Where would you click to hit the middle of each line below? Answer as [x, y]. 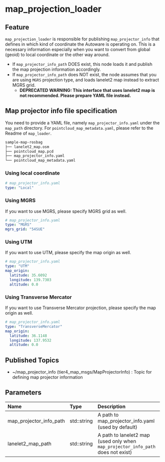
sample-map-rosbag [24, 142]
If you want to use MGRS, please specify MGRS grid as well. [66, 211]
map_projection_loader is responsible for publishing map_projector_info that [82, 39]
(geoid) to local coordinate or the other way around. [57, 55]
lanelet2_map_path [29, 443]
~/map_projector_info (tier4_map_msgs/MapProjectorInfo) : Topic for [82, 372]
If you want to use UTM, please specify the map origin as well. [68, 253]
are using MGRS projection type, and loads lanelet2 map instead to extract [86, 80]
